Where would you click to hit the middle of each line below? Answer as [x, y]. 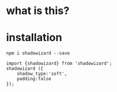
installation [34, 38]
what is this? [38, 11]
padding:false [34, 79]
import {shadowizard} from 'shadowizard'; [59, 64]
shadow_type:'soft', [42, 74]
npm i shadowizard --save [38, 53]
